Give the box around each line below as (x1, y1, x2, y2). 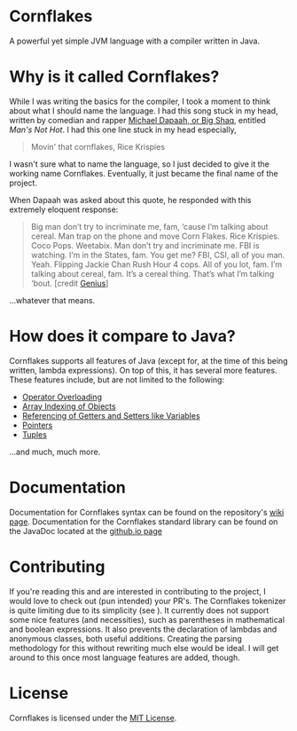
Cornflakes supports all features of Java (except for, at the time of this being (9, 355, 288, 365)
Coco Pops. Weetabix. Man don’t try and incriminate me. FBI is (30, 240, 260, 250)
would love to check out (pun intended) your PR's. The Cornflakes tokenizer (9, 595, 286, 606)
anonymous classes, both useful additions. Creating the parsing (9, 633, 242, 644)
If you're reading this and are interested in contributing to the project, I (9, 586, 266, 596)
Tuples (21, 428, 47, 440)
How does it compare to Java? (9, 326, 237, 347)
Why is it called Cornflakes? (9, 67, 220, 87)
